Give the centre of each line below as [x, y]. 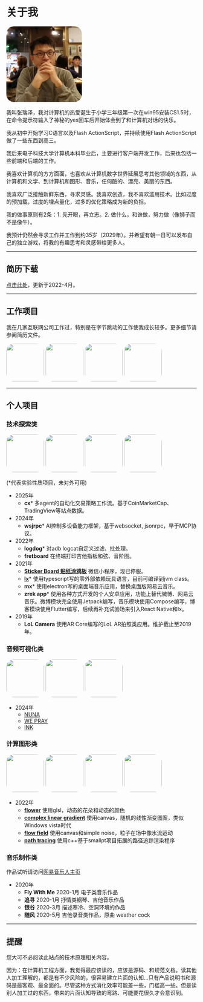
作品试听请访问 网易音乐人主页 [43, 872]
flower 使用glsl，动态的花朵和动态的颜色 [74, 810]
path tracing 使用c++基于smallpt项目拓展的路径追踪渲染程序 [99, 840]
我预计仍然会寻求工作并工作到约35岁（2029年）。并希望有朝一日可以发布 [97, 235]
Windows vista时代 [47, 825]
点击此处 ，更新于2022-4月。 [42, 284]
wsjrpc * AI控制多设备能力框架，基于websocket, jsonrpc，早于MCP [108, 526]
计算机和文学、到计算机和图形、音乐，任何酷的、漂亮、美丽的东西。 [91, 181]
